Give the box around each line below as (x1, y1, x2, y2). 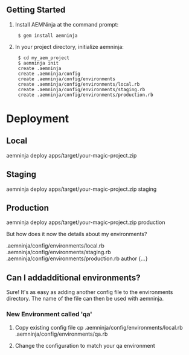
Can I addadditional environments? (6, 272, 141, 283)
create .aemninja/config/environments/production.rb (18, 92, 153, 98)
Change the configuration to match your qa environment (14, 342, 155, 349)
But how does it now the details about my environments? (6, 231, 147, 238)
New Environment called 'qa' (6, 310, 92, 319)
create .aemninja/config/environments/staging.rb (18, 86, 146, 92)
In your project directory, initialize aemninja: (14, 43, 124, 50)
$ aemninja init (18, 60, 59, 66)
